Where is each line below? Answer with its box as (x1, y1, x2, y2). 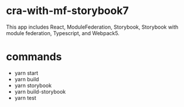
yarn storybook (14, 82, 52, 89)
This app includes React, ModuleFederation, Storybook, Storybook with (6, 23, 179, 30)
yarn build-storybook (14, 88, 66, 95)
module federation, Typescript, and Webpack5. (6, 29, 120, 36)
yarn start (14, 69, 39, 77)
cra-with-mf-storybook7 (6, 4, 129, 18)
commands (6, 50, 62, 64)
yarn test (14, 94, 36, 101)
